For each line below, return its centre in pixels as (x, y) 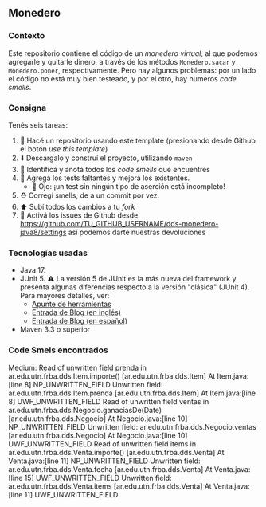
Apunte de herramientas (71, 304)
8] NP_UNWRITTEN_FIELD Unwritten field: (94, 384)
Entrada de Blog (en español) (80, 321)
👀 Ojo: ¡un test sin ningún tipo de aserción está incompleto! (128, 186)
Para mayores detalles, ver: (65, 296)
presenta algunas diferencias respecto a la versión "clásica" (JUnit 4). (135, 287)
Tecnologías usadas (48, 253)
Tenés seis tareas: (38, 125)
